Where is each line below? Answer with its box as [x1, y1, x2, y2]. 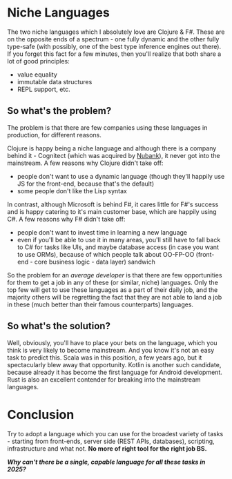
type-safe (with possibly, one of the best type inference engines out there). [7, 42, 222, 50]
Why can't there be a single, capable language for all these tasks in [7, 458, 206, 466]
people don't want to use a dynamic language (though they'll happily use [17, 172, 225, 180]
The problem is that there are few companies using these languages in [7, 123, 208, 132]
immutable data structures [17, 77, 93, 86]
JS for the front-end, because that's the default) [17, 179, 155, 188]
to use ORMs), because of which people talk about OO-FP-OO [17, 250, 195, 258]
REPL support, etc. [17, 85, 70, 93]
